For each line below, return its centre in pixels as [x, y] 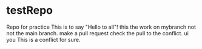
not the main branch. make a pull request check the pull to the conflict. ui [98, 33]
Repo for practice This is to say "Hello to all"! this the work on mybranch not [101, 27]
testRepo [30, 10]
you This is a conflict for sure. [43, 39]
